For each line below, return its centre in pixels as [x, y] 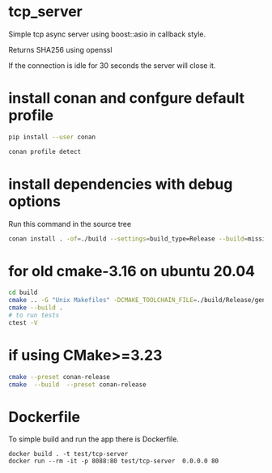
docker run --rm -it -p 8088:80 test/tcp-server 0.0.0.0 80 [114, 461]
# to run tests [34, 315]
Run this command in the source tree [70, 224]
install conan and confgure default [127, 98]
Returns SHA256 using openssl [60, 49]
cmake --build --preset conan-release [78, 384]
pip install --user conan [52, 137]
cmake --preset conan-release [59, 377]
